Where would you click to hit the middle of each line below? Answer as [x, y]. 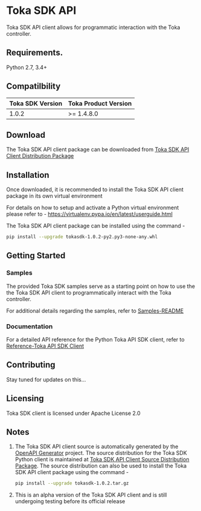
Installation [28, 175]
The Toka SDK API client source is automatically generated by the [97, 447]
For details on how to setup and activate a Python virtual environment [93, 208]
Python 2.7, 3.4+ [27, 67]
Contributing [31, 365]
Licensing [25, 399]
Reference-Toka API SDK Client [45, 346]
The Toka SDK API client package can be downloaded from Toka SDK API [98, 149]
